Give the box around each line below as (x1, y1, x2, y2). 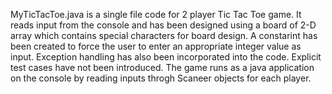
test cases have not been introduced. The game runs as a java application (10, 62, 315, 73)
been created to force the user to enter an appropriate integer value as (10, 40, 302, 52)
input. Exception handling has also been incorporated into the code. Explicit (10, 51, 322, 63)
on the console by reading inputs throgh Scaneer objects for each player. (10, 72, 312, 84)
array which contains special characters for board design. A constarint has (10, 30, 318, 41)
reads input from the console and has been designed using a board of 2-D (10, 19, 317, 31)
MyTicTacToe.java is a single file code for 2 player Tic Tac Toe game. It (10, 9, 302, 20)
